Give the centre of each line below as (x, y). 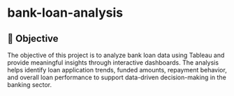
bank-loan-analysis (65, 13)
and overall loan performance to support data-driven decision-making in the (117, 77)
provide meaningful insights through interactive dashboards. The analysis (113, 63)
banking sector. (30, 85)
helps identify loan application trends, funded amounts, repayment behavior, (117, 70)
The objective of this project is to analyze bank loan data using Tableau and (116, 55)
